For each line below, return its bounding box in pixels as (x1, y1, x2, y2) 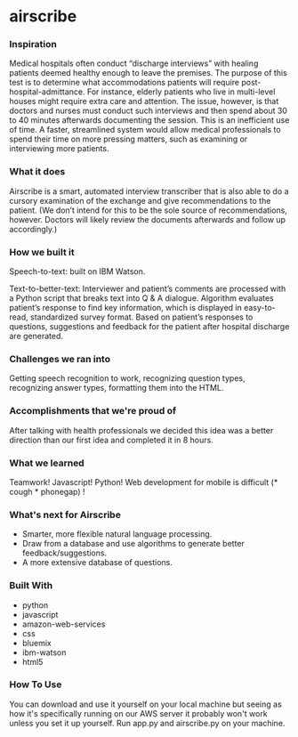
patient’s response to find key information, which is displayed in (9, 303, 242, 313)
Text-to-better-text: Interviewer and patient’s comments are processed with (9, 283, 286, 295)
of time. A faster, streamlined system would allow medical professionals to (9, 125, 282, 135)
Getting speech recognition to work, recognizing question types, (9, 373, 246, 384)
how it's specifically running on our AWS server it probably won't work (9, 708, 269, 718)
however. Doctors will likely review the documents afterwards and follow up (9, 214, 286, 224)
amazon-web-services (21, 619, 106, 629)
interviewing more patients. (9, 143, 109, 154)
